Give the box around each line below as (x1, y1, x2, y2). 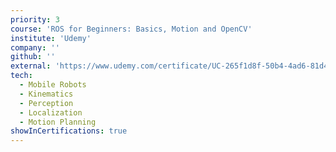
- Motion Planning (19, 117, 97, 127)
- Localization (19, 107, 83, 118)
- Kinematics (19, 89, 74, 99)
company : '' (10, 42, 60, 53)
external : (10, 61, 52, 71)
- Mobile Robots (19, 80, 87, 90)
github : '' (10, 52, 56, 62)
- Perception (19, 98, 74, 108)
